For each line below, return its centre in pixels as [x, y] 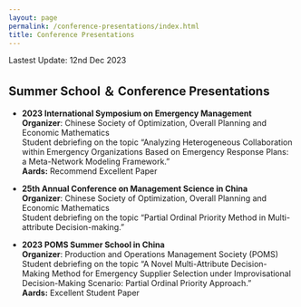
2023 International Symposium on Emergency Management [136, 113]
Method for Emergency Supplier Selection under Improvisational [172, 273]
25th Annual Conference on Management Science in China [135, 189]
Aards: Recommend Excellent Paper [89, 171]
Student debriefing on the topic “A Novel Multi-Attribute [125, 264]
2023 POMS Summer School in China [93, 245]
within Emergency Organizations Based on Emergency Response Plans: [155, 152]
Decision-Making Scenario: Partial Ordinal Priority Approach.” [136, 283]
